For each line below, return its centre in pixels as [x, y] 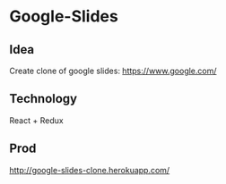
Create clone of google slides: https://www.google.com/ [113, 71]
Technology [43, 99]
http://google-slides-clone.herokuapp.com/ [90, 170]
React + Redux [37, 120]
